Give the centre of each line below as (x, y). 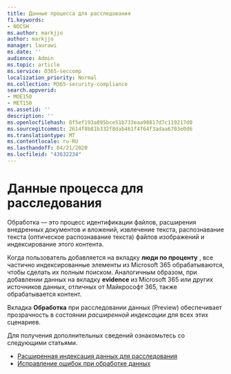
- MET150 (20, 103)
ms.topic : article (33, 65)
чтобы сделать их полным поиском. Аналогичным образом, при (102, 272)
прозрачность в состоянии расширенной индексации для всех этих (108, 315)
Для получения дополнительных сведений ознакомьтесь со (96, 335)
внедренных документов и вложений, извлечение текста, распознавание (115, 229)
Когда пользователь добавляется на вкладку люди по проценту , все (110, 257)
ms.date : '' (24, 52)
